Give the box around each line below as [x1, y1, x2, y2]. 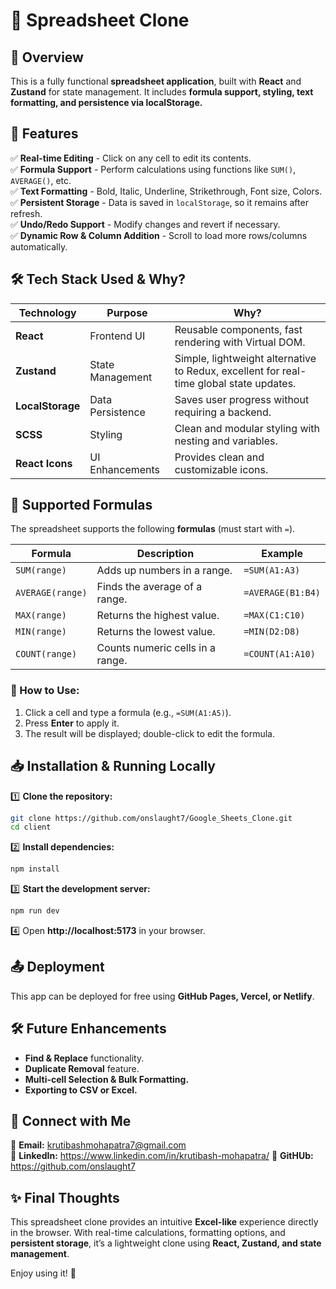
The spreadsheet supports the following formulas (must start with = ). [10, 523, 296, 535]
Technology [18, 305, 77, 319]
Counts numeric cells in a [96, 641, 216, 655]
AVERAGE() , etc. [10, 174, 72, 186]
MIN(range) [15, 626, 67, 638]
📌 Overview [10, 49, 84, 66]
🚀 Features [10, 125, 79, 143]
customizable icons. [174, 462, 269, 476]
